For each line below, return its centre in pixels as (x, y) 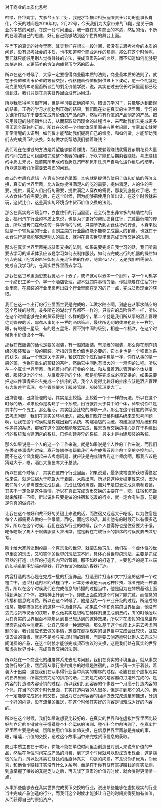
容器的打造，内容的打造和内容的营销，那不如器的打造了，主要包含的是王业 (79, 560)
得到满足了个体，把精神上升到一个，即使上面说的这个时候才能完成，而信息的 (81, 595)
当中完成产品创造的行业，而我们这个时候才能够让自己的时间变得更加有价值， (81, 793)
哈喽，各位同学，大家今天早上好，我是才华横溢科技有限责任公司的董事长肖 (79, 17)
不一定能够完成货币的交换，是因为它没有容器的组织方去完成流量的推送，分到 (81, 696)
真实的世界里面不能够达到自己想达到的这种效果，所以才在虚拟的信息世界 (85, 619)
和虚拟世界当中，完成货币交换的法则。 (43, 649)
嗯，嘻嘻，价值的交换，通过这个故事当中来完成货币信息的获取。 (68, 736)
